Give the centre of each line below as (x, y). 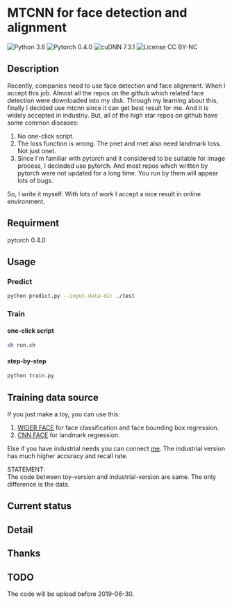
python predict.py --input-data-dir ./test (71, 296)
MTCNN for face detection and (97, 13)
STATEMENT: (26, 470)
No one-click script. (45, 136)
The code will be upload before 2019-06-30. (71, 594)
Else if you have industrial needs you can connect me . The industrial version (116, 449)
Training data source (53, 397)
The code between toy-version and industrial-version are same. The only (112, 477)
